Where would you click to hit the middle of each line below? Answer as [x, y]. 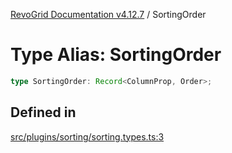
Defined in [43, 112]
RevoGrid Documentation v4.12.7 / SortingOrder [108, 14]
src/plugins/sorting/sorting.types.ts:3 [87, 136]
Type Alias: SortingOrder [116, 55]
